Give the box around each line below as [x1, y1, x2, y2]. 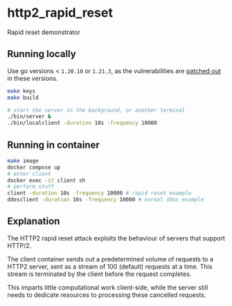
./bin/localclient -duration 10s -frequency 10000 [7, 120, 157, 127]
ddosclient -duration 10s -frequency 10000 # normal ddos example [7, 197, 204, 204]
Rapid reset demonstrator [7, 28, 81, 36]
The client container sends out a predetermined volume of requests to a [7, 254, 214, 263]
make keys [7, 87, 36, 95]
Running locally [7, 48, 77, 60]
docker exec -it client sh [7, 176, 86, 184]
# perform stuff [7, 183, 54, 190]
